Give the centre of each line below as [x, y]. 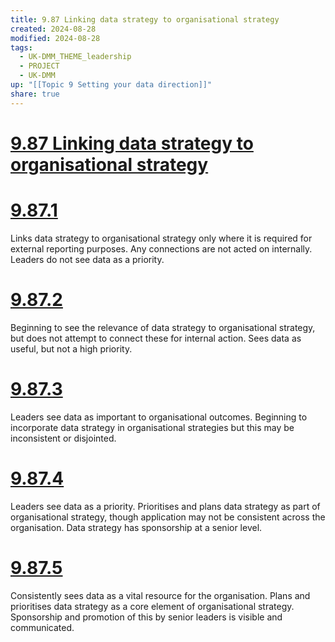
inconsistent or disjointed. [63, 438]
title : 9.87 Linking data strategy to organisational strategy [145, 19]
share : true [35, 94]
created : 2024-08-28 [53, 29]
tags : [21, 47]
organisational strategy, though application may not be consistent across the [168, 517]
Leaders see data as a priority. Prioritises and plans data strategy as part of [165, 506]
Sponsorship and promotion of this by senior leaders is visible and [146, 617]
